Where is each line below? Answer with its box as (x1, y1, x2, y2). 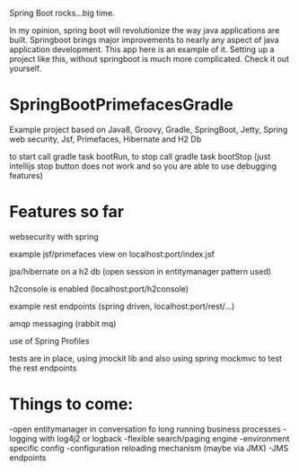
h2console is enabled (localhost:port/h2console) (9, 283, 189, 294)
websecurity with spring (9, 231, 99, 241)
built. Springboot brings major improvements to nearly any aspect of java (9, 35, 280, 45)
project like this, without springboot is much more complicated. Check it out (9, 54, 290, 64)
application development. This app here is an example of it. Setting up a (9, 44, 275, 55)
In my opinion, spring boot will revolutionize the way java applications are (9, 25, 280, 35)
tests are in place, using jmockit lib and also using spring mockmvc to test (9, 353, 283, 363)
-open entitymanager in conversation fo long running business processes (9, 424, 281, 434)
